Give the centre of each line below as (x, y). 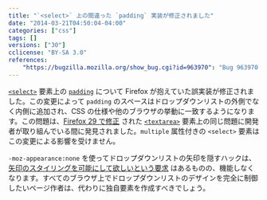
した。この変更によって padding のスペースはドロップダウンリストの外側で (130, 101)
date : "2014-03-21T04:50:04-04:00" (67, 23)
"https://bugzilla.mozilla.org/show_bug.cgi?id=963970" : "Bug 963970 (141, 68)
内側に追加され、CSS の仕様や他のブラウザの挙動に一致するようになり (132, 111)
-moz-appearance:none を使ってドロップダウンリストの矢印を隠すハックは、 (132, 158)
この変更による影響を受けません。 (64, 141)
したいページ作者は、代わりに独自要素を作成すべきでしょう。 (109, 187)
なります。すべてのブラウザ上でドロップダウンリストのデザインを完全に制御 (133, 178)
